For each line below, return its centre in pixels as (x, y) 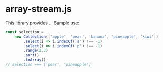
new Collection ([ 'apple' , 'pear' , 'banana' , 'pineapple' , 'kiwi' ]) (86, 37)
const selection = (24, 32)
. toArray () (35, 60)
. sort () (31, 55)
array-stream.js (38, 9)
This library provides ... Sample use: (42, 23)
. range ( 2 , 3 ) (36, 51)
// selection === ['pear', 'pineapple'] (48, 65)
